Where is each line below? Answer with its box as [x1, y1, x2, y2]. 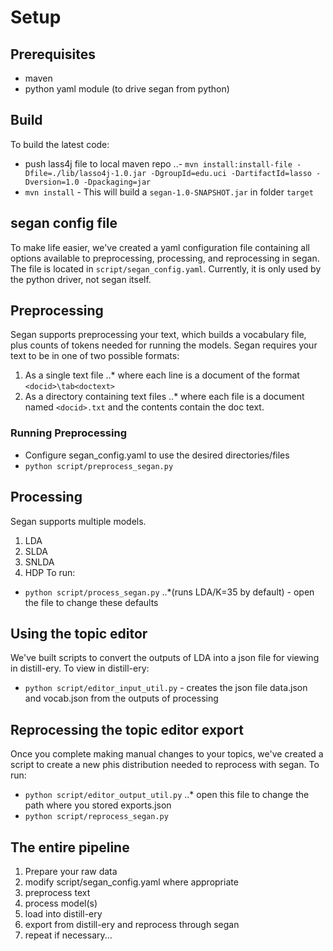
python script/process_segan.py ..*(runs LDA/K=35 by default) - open [24, 586, 315, 598]
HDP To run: [24, 566, 76, 578]
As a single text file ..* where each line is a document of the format [24, 369, 300, 381]
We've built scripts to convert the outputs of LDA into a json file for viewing [10, 652, 320, 664]
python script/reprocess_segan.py [24, 812, 169, 822]
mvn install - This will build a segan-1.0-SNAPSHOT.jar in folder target [24, 186, 314, 198]
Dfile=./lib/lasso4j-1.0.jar [24, 168, 147, 178]
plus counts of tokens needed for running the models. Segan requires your [10, 339, 318, 351]
